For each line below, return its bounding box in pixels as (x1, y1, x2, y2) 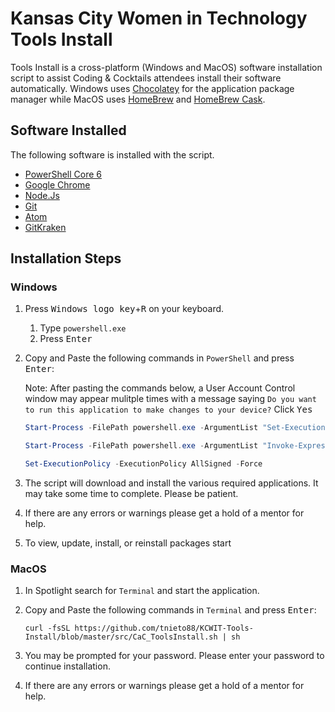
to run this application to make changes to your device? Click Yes (24, 403, 313, 416)
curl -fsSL (24, 623, 71, 634)
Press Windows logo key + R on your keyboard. (24, 303, 225, 315)
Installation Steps (10, 250, 122, 267)
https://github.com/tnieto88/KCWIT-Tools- (74, 623, 254, 634)
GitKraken (24, 221, 67, 233)
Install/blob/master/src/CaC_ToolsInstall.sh (24, 632, 218, 642)
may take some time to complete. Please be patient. (24, 488, 239, 500)
